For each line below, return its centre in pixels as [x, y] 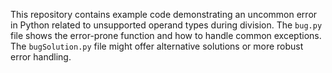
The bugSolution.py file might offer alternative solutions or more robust [157, 46]
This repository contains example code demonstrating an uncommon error [164, 14]
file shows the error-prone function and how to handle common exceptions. [166, 35]
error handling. [41, 57]
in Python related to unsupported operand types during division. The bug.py [166, 25]
